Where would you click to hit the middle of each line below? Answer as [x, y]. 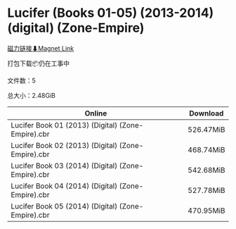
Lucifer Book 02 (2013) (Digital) [64, 145]
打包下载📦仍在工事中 [39, 63]
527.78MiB [206, 190]
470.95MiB [206, 211]
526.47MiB [206, 130]
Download [206, 113]
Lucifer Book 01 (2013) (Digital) [64, 125]
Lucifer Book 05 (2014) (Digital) [64, 206]
